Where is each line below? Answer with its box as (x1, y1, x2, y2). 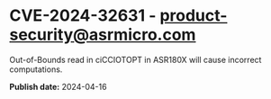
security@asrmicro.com (9, 24, 196, 45)
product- (159, 5, 228, 26)
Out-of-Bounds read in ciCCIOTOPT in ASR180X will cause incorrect (9, 54, 262, 65)
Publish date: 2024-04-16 (9, 81, 107, 92)
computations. (9, 64, 63, 75)
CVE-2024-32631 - (9, 5, 157, 26)
